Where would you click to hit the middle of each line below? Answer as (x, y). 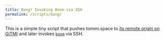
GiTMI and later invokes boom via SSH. (44, 34)
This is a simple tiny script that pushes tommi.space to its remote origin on (82, 28)
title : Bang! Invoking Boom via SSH (44, 10)
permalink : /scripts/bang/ (34, 14)
